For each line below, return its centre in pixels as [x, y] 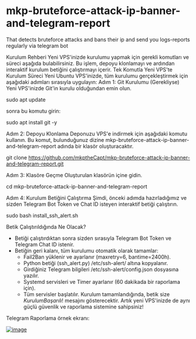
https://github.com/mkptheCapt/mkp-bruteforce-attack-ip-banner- [109, 157]
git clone [17, 157]
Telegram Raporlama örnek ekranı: [48, 318]
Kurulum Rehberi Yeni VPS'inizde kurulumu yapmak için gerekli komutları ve [98, 57]
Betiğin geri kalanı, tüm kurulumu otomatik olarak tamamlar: [86, 250]
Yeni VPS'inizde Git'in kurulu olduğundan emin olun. [69, 88]
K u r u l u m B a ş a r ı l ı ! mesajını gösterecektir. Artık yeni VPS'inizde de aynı [107, 300]
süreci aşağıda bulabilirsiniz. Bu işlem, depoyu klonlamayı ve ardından [90, 63]
